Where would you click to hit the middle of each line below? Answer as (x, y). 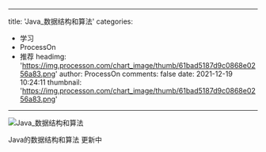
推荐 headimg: (43, 57)
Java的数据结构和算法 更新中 (55, 140)
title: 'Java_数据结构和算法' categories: (70, 21)
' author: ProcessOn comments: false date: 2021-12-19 (144, 74)
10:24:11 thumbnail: (50, 82)
